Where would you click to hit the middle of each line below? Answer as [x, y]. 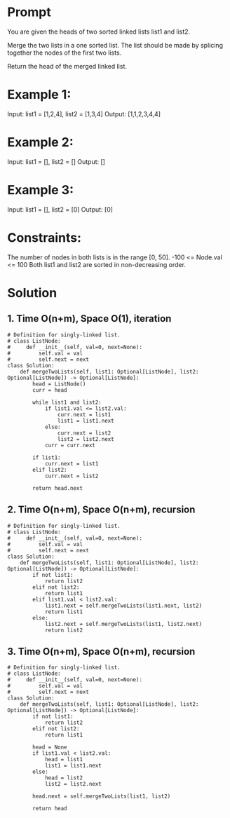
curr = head [50, 390]
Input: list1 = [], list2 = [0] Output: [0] [60, 209]
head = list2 [63, 778]
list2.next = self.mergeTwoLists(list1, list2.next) [123, 624]
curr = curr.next [70, 445]
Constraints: [45, 237]
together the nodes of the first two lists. [65, 53]
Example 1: [39, 95]
